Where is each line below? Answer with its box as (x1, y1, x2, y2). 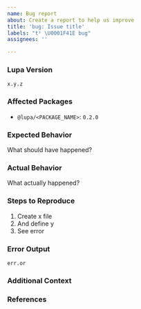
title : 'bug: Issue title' (7, 23, 85, 30)
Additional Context (7, 276, 72, 285)
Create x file (17, 212, 53, 220)
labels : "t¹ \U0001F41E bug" (7, 29, 91, 37)
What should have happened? (7, 146, 92, 154)
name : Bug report (7, 10, 57, 17)
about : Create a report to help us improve (7, 17, 135, 24)
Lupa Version (7, 65, 53, 75)
